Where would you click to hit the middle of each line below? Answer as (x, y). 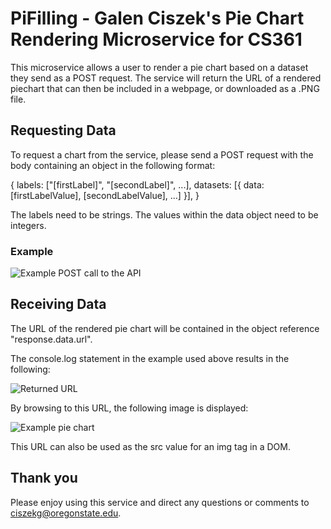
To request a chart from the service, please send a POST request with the (162, 154)
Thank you (44, 478)
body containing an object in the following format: (113, 165)
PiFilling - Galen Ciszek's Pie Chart (157, 18)
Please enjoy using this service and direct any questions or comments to (160, 502)
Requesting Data (63, 130)
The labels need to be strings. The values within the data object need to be (164, 214)
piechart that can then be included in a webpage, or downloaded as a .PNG (165, 88)
